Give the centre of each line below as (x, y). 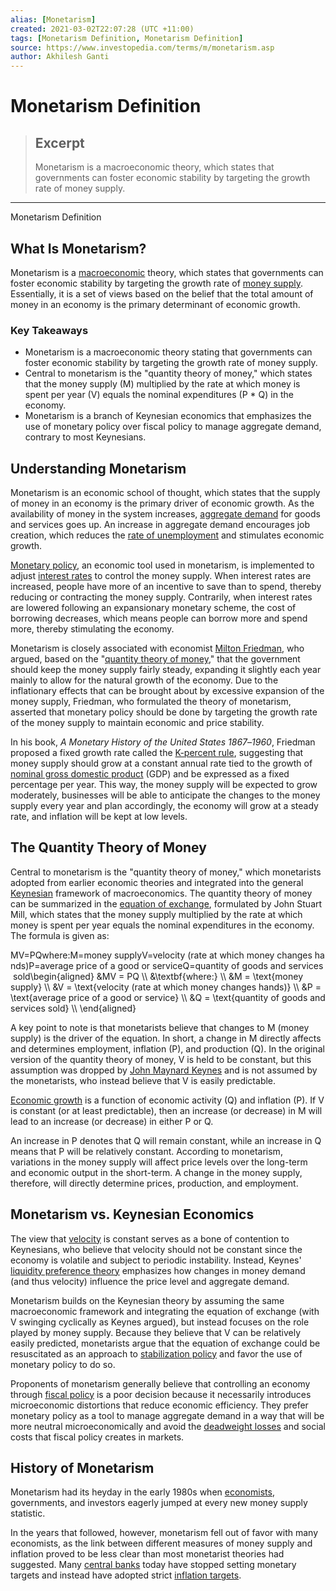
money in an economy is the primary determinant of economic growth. (155, 304)
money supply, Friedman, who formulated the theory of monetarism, (151, 702)
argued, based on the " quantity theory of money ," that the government (155, 659)
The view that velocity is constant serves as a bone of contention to (150, 1238)
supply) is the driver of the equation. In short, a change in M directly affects (166, 1038)
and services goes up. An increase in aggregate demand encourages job (160, 525)
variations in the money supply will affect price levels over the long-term (159, 1162)
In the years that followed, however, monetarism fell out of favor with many (164, 1533)
